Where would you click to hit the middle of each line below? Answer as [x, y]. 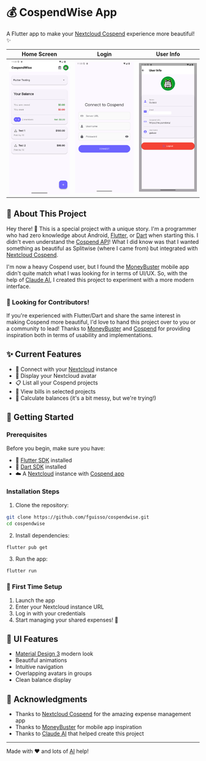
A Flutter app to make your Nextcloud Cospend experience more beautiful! [101, 33]
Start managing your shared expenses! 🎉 [67, 620]
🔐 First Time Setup [34, 587]
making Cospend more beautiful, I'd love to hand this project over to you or [101, 322]
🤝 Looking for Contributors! [48, 302]
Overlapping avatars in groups [53, 673]
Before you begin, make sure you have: [56, 448]
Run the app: [31, 559]
